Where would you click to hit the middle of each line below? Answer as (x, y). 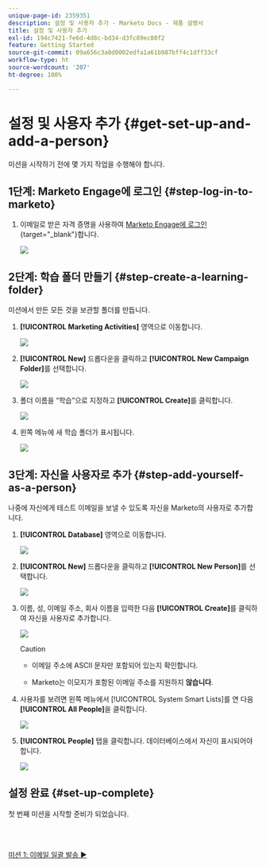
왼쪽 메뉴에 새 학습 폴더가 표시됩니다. (77, 432)
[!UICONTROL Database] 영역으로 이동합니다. (93, 535)
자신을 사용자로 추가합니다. (70, 618)
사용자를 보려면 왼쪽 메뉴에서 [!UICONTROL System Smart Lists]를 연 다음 (137, 699)
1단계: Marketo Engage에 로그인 (85, 191)
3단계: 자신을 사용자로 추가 (70, 474)
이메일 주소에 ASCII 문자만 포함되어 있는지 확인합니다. (115, 665)
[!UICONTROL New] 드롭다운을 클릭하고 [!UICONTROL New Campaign (134, 359)
